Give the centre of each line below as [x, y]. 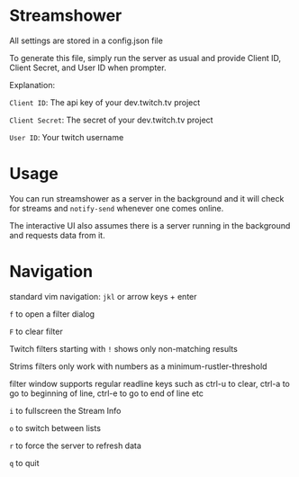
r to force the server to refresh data [76, 445]
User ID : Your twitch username [67, 137]
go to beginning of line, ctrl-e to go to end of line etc [107, 393]
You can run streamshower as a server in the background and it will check [147, 198]
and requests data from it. [57, 235]
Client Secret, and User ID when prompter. [88, 67]
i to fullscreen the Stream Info [65, 410]
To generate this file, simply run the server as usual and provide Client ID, [145, 58]
